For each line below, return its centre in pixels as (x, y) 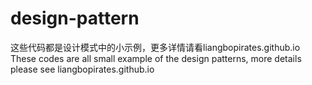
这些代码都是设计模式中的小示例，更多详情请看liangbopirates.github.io (155, 47)
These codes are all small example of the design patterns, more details (156, 58)
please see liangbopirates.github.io (82, 69)
